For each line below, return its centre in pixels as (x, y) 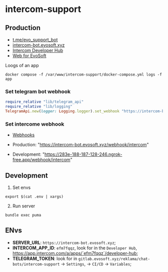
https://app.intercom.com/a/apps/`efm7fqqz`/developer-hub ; (75, 253)
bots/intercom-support (36, 264)
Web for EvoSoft (29, 56)
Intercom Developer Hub (38, 50)
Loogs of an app (22, 65)
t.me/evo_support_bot (35, 40)
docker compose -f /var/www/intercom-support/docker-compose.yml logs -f (84, 75)
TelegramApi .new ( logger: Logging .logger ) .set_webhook (62, 111)
